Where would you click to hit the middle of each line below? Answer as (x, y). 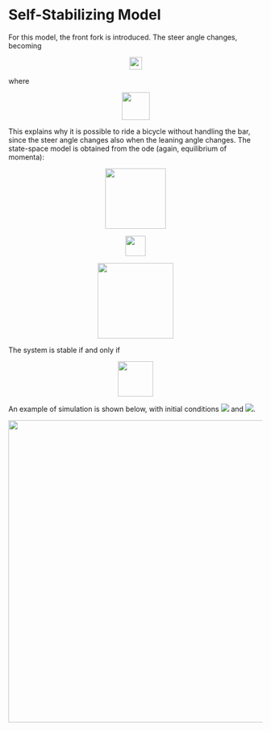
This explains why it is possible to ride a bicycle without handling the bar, (129, 131)
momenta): (27, 157)
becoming (25, 45)
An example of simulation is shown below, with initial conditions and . (132, 409)
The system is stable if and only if (65, 350)
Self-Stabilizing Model (85, 15)
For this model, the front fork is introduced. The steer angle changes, (123, 37)
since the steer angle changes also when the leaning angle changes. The (130, 139)
